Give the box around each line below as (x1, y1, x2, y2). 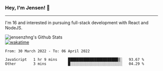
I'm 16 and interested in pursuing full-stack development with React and (5, 20, 149, 26)
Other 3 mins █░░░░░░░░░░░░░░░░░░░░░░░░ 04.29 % (5, 61, 145, 67)
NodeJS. (5, 25, 23, 31)
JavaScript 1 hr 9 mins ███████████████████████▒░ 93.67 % (5, 57, 145, 62)
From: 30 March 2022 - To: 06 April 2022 (5, 49, 90, 54)
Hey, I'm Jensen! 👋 (5, 4, 50, 11)
